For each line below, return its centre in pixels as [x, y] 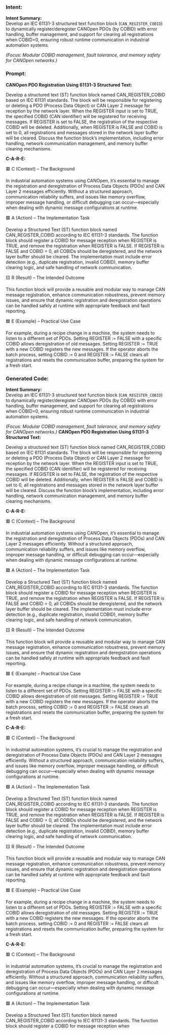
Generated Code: [27, 379]
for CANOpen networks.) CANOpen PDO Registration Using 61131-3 [77, 432]
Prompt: [16, 74]
